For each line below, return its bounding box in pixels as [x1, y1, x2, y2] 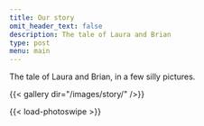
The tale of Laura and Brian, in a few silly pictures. [9, 71, 196, 82]
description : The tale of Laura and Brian [9, 30, 172, 39]
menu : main [9, 47, 51, 56]
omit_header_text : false [9, 22, 103, 31]
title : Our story [9, 13, 75, 22]
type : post [9, 38, 51, 48]
